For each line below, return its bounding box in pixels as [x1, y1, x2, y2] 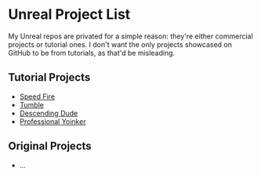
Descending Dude [19, 108, 78, 118]
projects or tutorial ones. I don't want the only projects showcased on [8, 39, 233, 49]
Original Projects [8, 140, 92, 153]
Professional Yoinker [19, 116, 86, 126]
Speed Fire [19, 92, 56, 101]
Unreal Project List [8, 5, 131, 24]
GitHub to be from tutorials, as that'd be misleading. [8, 48, 176, 57]
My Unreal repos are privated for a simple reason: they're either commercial [8, 31, 253, 41]
